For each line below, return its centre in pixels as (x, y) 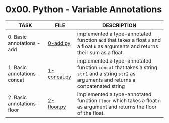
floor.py (57, 107)
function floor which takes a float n (119, 100)
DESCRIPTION (119, 25)
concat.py (60, 77)
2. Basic (17, 97)
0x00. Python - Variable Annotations (84, 9)
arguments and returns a (106, 80)
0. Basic (17, 37)
